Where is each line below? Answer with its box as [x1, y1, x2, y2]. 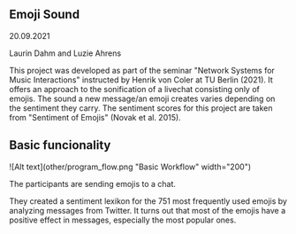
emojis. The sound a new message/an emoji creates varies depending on [9, 93, 276, 104]
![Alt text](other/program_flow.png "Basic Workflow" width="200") [9, 161, 252, 172]
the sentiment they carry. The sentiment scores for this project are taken [9, 102, 273, 113]
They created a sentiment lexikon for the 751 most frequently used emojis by [9, 195, 287, 207]
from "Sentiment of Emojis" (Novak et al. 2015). [9, 112, 181, 122]
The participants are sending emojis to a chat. [9, 178, 177, 189]
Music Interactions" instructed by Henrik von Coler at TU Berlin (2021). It [9, 74, 274, 85]
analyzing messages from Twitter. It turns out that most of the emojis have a [9, 205, 286, 215]
